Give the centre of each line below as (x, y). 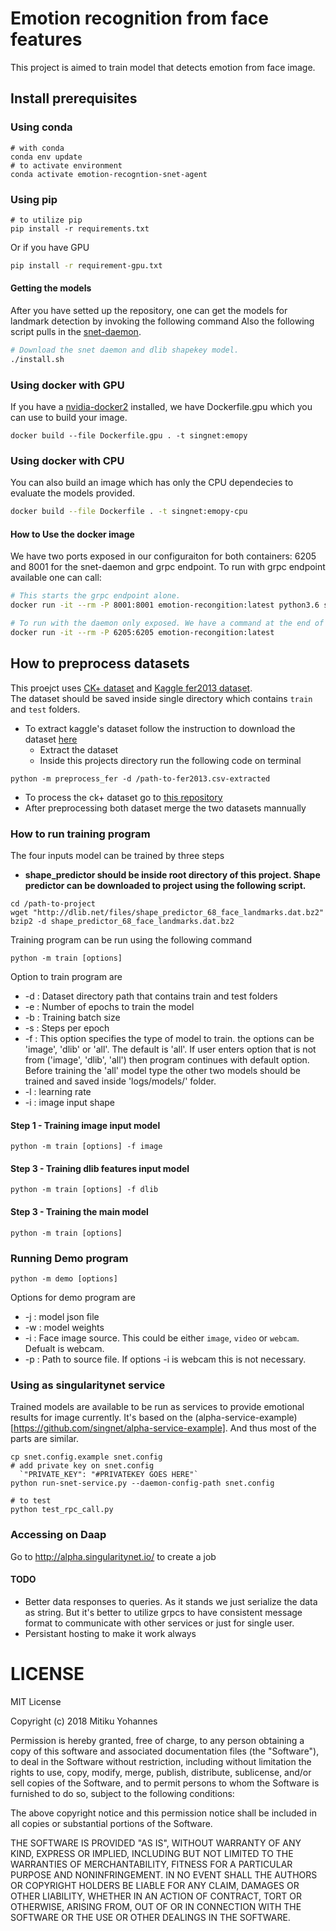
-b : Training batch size (72, 1018)
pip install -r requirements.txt (80, 228)
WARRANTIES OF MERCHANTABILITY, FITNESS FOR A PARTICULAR (151, 1864)
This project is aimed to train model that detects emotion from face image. (163, 67)
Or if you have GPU (50, 247)
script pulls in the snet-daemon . (76, 331)
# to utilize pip (46, 220)
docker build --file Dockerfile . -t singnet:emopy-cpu (129, 512)
